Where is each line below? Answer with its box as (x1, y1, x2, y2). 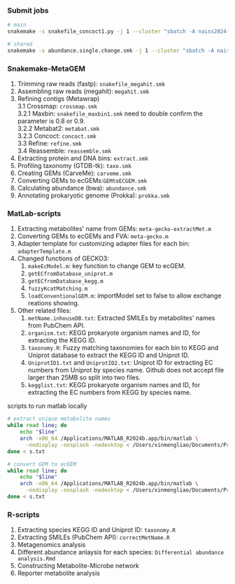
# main (7, 22, 27, 29)
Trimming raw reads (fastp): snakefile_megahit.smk (17, 80, 166, 88)
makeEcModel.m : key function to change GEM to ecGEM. (27, 262, 186, 270)
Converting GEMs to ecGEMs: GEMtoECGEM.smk (17, 176, 148, 185)
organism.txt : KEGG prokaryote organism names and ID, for (27, 328, 201, 338)
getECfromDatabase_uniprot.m (27, 270, 113, 278)
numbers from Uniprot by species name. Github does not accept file (27, 366, 225, 375)
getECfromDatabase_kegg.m (27, 278, 104, 285)
